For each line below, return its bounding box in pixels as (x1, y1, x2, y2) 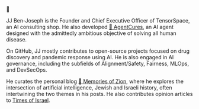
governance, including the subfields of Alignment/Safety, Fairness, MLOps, (6, 60, 190, 67)
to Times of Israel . (6, 97, 50, 104)
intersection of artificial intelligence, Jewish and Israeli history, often (6, 84, 172, 91)
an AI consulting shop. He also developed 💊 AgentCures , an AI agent (6, 24, 174, 30)
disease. (6, 36, 27, 43)
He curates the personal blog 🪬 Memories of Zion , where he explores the (6, 78, 184, 85)
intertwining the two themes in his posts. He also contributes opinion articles (6, 91, 193, 97)
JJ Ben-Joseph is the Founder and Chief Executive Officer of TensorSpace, (6, 17, 190, 24)
